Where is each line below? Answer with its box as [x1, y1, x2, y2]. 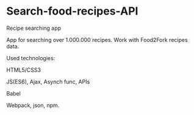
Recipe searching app [6, 24, 62, 32]
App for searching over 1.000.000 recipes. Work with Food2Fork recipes [6, 36, 188, 43]
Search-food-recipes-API [6, 4, 138, 18]
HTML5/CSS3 [6, 66, 41, 74]
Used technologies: [6, 54, 56, 61]
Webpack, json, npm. [6, 102, 60, 109]
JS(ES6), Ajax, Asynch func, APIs [6, 78, 90, 85]
